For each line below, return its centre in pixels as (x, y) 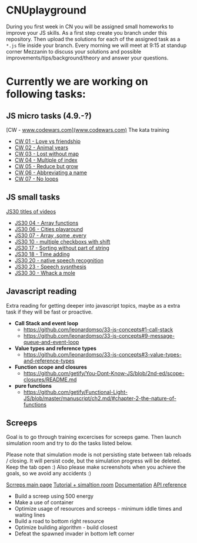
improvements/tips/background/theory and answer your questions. (87, 58)
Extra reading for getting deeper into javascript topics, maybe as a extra (93, 305)
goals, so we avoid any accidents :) (49, 474)
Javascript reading (41, 292)
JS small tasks (33, 197)
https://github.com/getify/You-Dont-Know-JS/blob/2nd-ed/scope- (104, 373)
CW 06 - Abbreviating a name (51, 172)
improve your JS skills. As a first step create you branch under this (87, 32)
